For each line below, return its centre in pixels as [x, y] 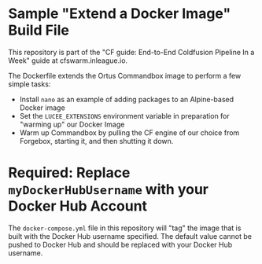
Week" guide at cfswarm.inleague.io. [68, 60]
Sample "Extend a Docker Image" [120, 14]
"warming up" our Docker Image [72, 124]
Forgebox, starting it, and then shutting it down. [96, 141]
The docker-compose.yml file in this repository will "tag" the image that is [125, 228]
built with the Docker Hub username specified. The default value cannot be [130, 236]
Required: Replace [69, 173]
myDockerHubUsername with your [108, 190]
